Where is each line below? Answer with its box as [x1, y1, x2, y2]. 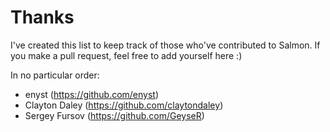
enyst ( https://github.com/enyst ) [24, 88, 160, 100]
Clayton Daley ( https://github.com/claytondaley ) [24, 99, 224, 111]
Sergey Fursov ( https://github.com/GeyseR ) [24, 109, 205, 121]
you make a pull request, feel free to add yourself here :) [10, 49, 243, 61]
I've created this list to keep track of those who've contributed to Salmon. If [10, 39, 321, 51]
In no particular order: [10, 69, 100, 81]
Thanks [10, 6, 75, 29]
